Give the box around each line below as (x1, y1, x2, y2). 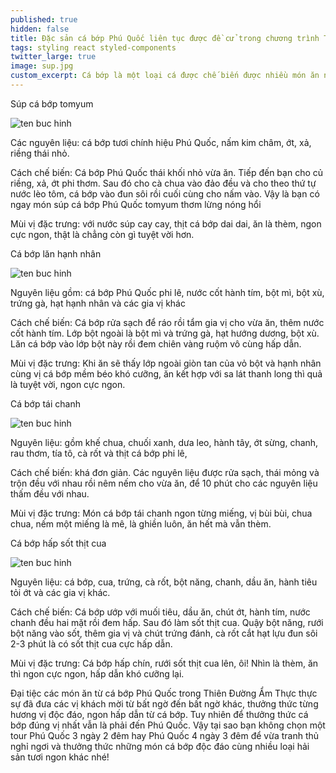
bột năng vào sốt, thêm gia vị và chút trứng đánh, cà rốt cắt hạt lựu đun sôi (10, 627, 318, 639)
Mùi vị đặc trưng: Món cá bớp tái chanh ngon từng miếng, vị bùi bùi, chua (10, 507, 313, 519)
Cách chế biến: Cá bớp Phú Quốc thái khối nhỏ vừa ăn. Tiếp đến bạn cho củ (10, 166, 324, 178)
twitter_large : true (10, 52, 97, 62)
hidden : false (10, 24, 70, 34)
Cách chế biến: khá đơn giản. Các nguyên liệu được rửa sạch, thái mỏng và (10, 466, 320, 478)
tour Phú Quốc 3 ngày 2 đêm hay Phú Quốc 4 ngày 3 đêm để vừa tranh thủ (10, 729, 320, 741)
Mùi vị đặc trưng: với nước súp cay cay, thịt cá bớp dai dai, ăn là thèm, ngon (10, 217, 322, 230)
